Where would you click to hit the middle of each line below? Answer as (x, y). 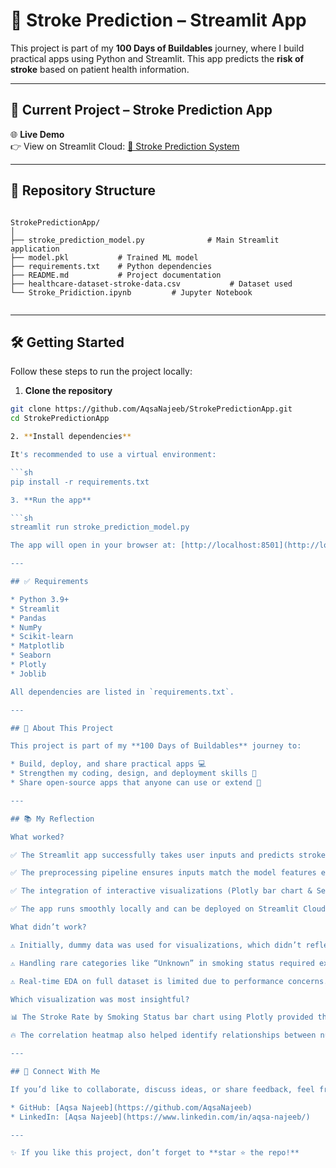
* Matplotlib (37, 646)
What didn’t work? (48, 927)
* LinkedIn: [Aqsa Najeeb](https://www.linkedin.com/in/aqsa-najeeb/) (160, 1117)
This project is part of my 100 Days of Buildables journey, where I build (157, 48)
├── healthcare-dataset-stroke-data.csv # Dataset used (151, 284)
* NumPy (26, 627)
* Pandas (28, 618)
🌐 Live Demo (37, 134)
